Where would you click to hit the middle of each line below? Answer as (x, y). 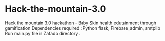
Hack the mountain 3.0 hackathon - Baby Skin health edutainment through (81, 23)
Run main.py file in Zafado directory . (43, 33)
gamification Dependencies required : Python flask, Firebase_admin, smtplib (83, 28)
